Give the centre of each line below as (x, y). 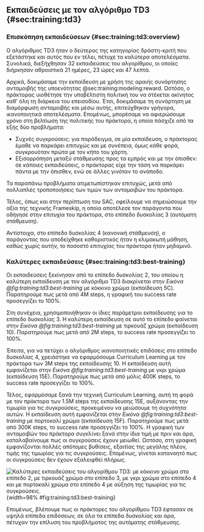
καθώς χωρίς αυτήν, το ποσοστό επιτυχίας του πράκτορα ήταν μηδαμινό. (99, 246)
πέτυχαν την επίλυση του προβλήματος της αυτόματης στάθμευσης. (93, 522)
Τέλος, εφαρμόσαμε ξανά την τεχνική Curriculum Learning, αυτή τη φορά (100, 395)
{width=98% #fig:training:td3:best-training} (61, 497)
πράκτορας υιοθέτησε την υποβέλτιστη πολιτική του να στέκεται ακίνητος (100, 95)
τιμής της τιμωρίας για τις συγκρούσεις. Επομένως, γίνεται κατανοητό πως (102, 453)
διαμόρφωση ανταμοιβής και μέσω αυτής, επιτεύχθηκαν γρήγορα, (91, 107)
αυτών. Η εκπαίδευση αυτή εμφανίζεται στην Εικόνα (73, 414)
